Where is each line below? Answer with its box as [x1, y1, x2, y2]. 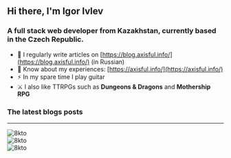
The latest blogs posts [7, 106, 83, 116]
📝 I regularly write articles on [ [16, 50, 103, 58]
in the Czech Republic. [7, 34, 84, 44]
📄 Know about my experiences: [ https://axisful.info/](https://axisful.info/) [16, 65, 223, 73]
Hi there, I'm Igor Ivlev [7, 5, 104, 17]
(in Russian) [91, 58, 125, 66]
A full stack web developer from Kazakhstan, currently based [7, 26, 217, 36]
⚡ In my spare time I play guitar [16, 72, 105, 81]
